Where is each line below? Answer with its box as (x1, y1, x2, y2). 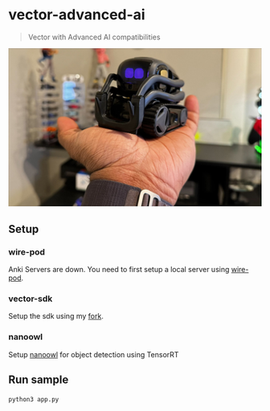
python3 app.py (8, 395, 59, 403)
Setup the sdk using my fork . (8, 311, 104, 321)
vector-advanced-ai (8, 6, 146, 24)
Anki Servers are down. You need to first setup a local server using (8, 265, 230, 275)
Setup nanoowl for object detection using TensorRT (8, 349, 179, 359)
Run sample (8, 373, 69, 387)
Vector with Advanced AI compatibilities (27, 32, 161, 42)
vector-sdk (8, 293, 53, 304)
